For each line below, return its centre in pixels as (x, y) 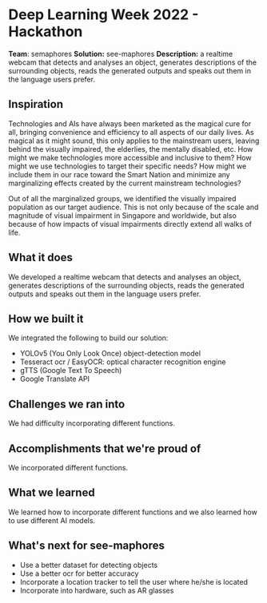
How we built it (46, 318)
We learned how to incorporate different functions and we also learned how (133, 512)
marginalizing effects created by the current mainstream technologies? (125, 183)
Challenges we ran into (67, 404)
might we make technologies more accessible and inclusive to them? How (130, 157)
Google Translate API (55, 379)
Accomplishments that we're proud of (105, 448)
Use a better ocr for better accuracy (79, 573)
